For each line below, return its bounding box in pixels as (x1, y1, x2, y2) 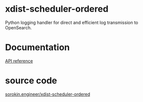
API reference (5, 58, 33, 64)
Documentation (5, 42, 70, 53)
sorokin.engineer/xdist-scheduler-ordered (5, 91, 90, 97)
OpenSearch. (5, 24, 32, 30)
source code (5, 75, 57, 86)
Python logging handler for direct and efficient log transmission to (5, 20, 139, 25)
